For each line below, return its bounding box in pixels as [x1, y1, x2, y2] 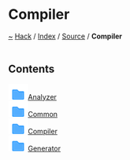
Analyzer [28, 92, 58, 101]
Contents [8, 63, 55, 76]
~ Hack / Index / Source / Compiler [8, 31, 123, 41]
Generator [28, 144, 61, 153]
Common [28, 109, 58, 118]
